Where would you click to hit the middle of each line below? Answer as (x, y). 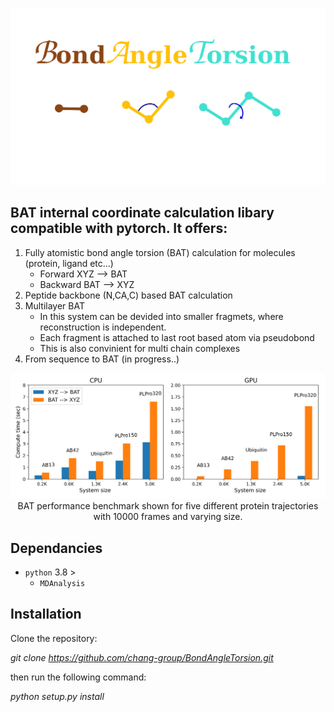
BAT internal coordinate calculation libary (142, 213)
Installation (46, 614)
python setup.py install (57, 696)
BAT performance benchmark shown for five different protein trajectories (168, 506)
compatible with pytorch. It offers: (119, 228)
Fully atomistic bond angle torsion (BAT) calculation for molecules (160, 252)
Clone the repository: (54, 638)
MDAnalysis (62, 583)
